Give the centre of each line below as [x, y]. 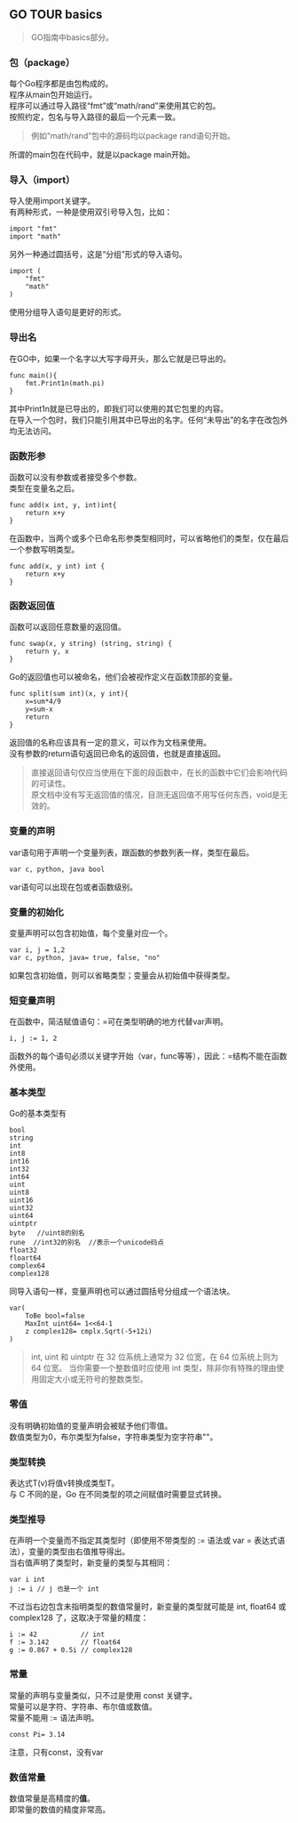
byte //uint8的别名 [47, 1233]
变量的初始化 [37, 912]
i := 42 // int [57, 1635]
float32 [24, 1250]
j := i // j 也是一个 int [55, 1589]
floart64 [25, 1258]
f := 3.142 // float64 [65, 1642]
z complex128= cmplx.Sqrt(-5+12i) [89, 1332]
